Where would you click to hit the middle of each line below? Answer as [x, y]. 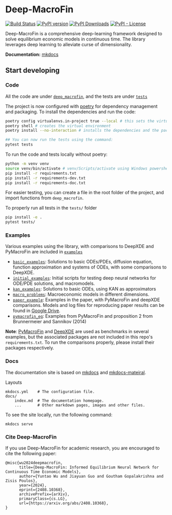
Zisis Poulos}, [21, 481]
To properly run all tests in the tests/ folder [51, 208]
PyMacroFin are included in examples [44, 252]
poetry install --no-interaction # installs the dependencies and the [82, 131]
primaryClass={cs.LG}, [43, 499]
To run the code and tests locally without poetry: [56, 154]
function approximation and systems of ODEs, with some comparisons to [90, 267]
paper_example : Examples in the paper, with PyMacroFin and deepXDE [86, 300]
